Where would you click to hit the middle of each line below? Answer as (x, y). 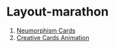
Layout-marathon (57, 12)
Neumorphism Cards (46, 30)
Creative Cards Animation (53, 37)
